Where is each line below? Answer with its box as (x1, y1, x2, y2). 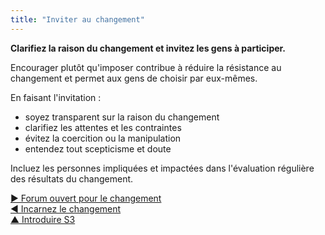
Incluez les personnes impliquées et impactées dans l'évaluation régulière (10, 162, 315, 174)
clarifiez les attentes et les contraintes (24, 121, 182, 133)
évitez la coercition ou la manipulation (24, 132, 182, 144)
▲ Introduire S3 (10, 213, 76, 225)
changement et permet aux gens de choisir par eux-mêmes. (10, 72, 258, 84)
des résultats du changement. (10, 172, 134, 185)
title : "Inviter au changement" (10, 14, 145, 25)
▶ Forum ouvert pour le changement (10, 192, 162, 204)
